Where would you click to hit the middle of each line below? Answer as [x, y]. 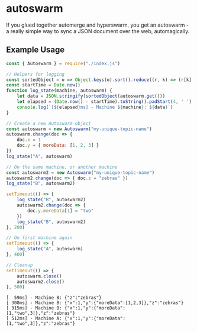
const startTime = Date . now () [43, 85]
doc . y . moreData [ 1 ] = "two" [61, 211]
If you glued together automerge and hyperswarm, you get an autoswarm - [98, 25]
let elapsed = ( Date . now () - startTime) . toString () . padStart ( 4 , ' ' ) [104, 102]
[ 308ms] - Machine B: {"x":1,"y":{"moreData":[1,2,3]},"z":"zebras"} [95, 303]
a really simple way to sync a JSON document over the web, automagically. [98, 31]
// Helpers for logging [35, 74]
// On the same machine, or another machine [62, 167]
